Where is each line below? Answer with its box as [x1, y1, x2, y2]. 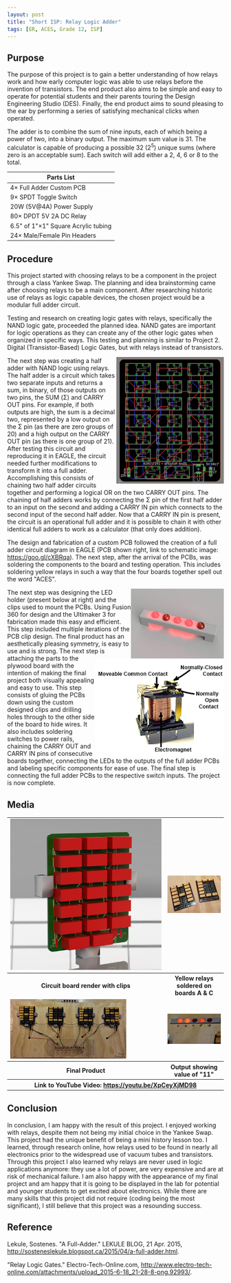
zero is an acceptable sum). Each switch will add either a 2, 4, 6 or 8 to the [7, 150, 219, 158]
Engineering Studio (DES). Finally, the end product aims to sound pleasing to [7, 100, 223, 108]
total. [7, 158, 22, 166]
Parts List [47, 173, 75, 182]
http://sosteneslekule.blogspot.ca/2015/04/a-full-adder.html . [7, 1247, 180, 1255]
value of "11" [174, 1070, 214, 1078]
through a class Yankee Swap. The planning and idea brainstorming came [7, 279, 216, 287]
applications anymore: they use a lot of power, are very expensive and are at [7, 1164, 223, 1173]
